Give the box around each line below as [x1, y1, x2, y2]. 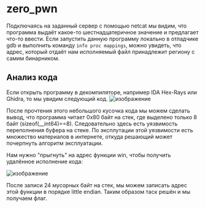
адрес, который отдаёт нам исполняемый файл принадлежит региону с [6, 48, 195, 55]
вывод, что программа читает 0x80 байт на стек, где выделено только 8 [6, 113, 198, 121]
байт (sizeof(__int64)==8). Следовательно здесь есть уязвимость [6, 120, 178, 127]
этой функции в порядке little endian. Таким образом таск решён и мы [6, 188, 191, 195]
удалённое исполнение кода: [6, 158, 83, 165]
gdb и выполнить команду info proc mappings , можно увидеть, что [6, 42, 182, 49]
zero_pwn [6, 2, 58, 16]
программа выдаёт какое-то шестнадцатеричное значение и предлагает [6, 28, 199, 35]
